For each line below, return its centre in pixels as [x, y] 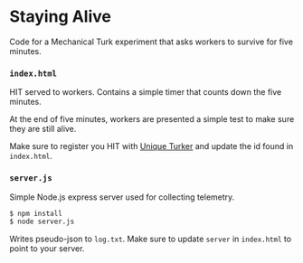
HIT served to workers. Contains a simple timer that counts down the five [146, 92]
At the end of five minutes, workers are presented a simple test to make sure [152, 119]
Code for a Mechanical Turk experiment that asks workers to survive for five [151, 42]
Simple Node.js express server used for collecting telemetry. [122, 197]
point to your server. [47, 249]
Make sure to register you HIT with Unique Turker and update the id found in [151, 146]
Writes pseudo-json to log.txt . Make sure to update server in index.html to [151, 239]
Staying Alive [60, 17]
